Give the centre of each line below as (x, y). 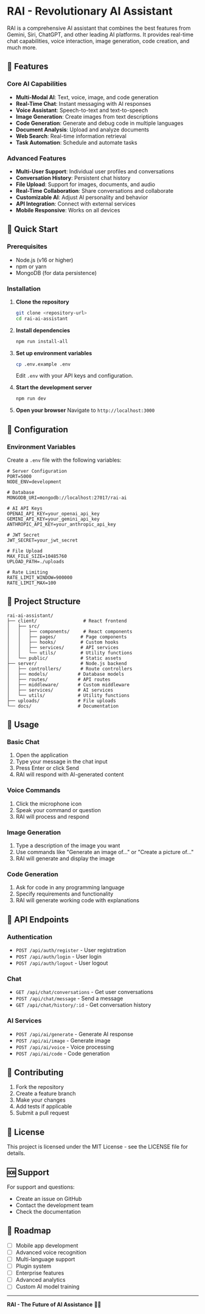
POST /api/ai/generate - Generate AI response (74, 1034)
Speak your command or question (58, 810)
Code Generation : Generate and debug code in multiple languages (99, 123)
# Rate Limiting (27, 572)
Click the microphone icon (49, 804)
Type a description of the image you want (68, 846)
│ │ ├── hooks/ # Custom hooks (63, 642)
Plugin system (33, 1266)
